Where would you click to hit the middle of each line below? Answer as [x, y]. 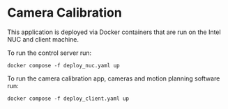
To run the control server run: [50, 53]
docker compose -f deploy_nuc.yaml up [63, 65]
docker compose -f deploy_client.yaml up [68, 99]
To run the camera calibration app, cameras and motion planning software [114, 78]
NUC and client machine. [43, 39]
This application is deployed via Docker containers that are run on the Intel [114, 32]
